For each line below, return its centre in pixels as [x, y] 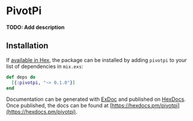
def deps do [21, 77]
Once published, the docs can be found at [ [59, 106]
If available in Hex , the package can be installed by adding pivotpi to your [96, 60]
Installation [27, 46]
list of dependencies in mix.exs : [45, 66]
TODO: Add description [36, 27]
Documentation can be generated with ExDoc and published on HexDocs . [96, 99]
